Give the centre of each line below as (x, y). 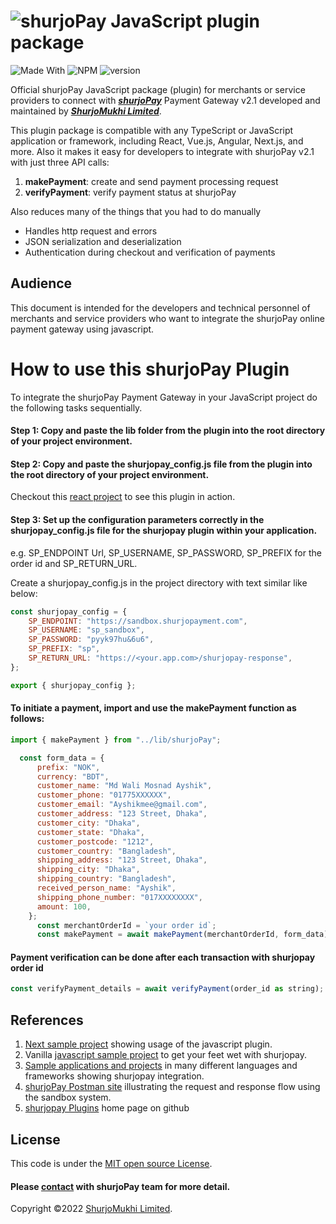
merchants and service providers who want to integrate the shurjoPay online (167, 318)
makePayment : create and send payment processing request (151, 181)
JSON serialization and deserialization (103, 241)
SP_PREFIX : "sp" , (64, 649)
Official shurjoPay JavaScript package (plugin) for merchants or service (158, 89)
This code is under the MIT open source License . (111, 1163)
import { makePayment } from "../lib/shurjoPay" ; (116, 740)
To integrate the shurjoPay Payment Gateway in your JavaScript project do (164, 397)
